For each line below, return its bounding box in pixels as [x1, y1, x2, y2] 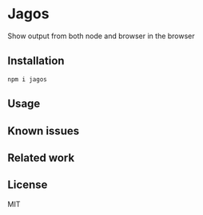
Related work [7, 150, 75, 164]
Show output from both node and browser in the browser [7, 31, 195, 41]
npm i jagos [7, 75, 47, 84]
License [7, 178, 48, 192]
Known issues [7, 124, 80, 138]
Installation [7, 54, 65, 68]
